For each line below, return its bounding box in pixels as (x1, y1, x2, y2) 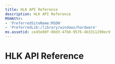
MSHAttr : (5, 16, 23, 21)
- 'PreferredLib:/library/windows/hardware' (5, 25, 97, 30)
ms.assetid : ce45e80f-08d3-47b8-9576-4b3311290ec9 (5, 30, 111, 34)
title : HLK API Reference (5, 7, 58, 12)
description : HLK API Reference (5, 12, 71, 16)
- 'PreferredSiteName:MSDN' (5, 20, 63, 26)
